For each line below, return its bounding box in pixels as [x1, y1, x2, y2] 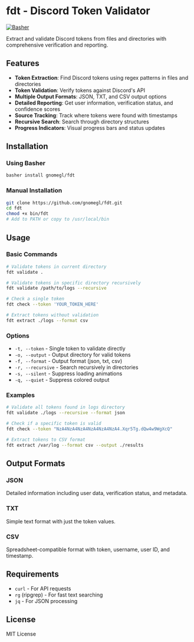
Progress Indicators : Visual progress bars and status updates [14, 124, 165, 131]
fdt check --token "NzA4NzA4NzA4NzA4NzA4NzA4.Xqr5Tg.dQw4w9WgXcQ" [6, 426, 173, 432]
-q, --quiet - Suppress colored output [14, 376, 110, 384]
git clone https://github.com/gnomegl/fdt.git [6, 199, 123, 206]
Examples [6, 391, 35, 399]
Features [6, 58, 40, 68]
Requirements [6, 569, 59, 579]
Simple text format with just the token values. [6, 517, 116, 525]
